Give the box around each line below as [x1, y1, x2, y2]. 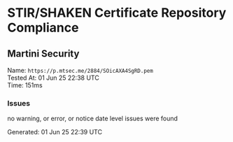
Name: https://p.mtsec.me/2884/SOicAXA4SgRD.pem [7, 66, 154, 74]
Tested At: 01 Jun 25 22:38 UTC [7, 73, 99, 82]
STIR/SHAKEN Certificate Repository [7, 5, 227, 21]
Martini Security [7, 48, 80, 59]
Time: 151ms [7, 81, 43, 89]
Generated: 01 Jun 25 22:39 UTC [7, 128, 103, 136]
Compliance [7, 20, 79, 36]
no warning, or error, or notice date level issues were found [7, 114, 178, 123]
